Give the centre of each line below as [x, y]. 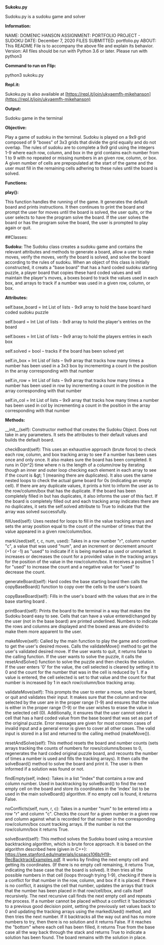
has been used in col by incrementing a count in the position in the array [78, 405]
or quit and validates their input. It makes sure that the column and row [76, 697]
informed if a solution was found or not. [45, 769]
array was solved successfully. [36, 512]
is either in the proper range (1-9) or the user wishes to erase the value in [79, 707]
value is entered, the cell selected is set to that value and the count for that [80, 677]
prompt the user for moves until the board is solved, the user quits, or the [79, 212]
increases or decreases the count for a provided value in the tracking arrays [82, 556]
